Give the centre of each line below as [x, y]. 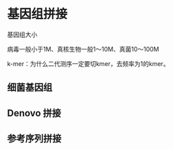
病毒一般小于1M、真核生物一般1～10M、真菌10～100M [83, 49]
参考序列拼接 [34, 139]
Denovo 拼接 [34, 113]
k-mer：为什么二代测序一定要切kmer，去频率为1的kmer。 [88, 63]
